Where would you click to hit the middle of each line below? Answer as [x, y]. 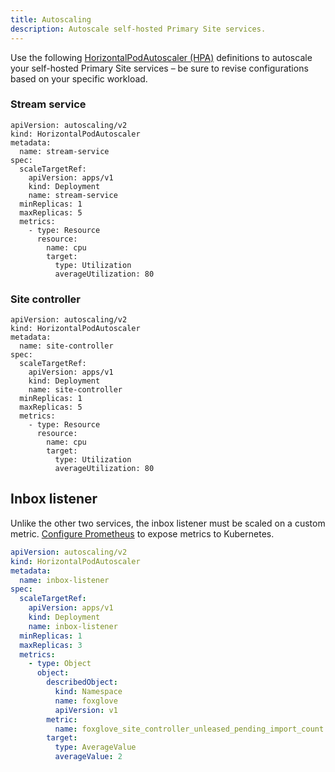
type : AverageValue [95, 747]
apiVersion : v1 [86, 710]
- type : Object [60, 664]
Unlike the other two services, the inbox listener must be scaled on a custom [168, 523]
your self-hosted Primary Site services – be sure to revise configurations [159, 68]
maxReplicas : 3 [51, 645]
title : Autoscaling [51, 19]
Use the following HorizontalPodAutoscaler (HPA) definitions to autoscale [161, 57]
